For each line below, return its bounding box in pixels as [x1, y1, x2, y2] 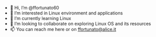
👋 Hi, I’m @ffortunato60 [10, 5, 60, 10]
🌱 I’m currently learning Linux [10, 15, 72, 21]
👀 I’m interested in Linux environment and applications [10, 10, 123, 16]
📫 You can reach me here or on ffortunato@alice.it [10, 26, 117, 32]
